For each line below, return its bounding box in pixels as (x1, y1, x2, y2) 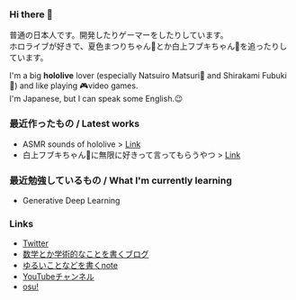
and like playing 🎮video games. (19, 80, 139, 91)
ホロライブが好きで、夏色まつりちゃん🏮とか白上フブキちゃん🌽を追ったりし (9, 41, 288, 52)
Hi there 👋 (9, 8, 54, 21)
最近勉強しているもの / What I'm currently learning (9, 174, 232, 186)
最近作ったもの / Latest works (9, 117, 140, 130)
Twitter (22, 238, 49, 249)
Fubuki (262, 70, 288, 81)
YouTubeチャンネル (22, 271, 94, 282)
